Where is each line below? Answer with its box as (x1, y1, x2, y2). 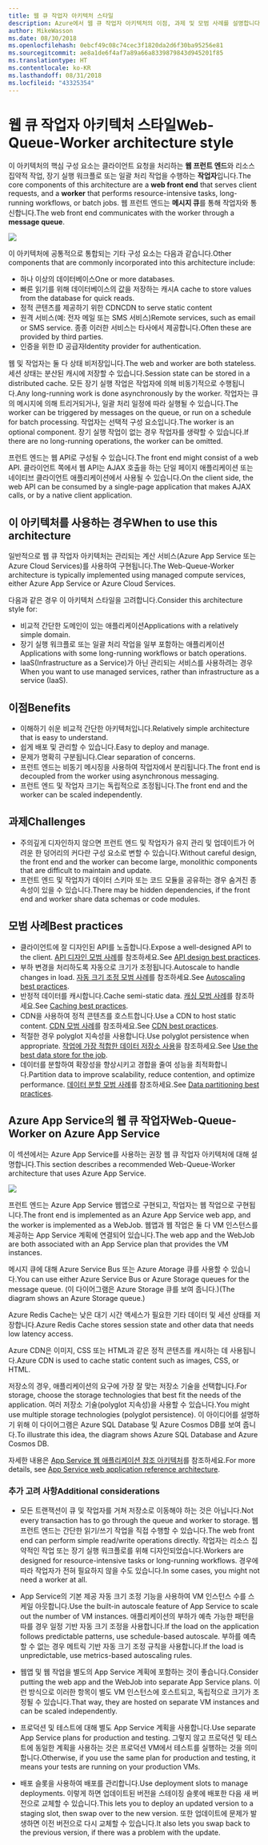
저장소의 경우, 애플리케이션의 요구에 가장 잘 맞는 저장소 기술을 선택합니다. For (8, 1381, 248, 1391)
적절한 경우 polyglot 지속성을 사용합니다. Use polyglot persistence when (19, 1030, 250, 1040)
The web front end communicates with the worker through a (35, 208, 234, 217)
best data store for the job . (19, 1050, 108, 1059)
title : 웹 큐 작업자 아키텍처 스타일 (8, 11, 114, 20)
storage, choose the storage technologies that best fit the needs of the (8, 1390, 242, 1400)
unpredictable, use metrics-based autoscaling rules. (19, 1650, 193, 1660)
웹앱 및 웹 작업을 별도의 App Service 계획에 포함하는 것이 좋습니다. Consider (19, 1667, 258, 1676)
